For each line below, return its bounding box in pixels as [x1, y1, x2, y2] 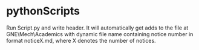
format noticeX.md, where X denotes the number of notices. [6, 37, 156, 44]
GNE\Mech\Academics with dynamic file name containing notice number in [6, 30, 194, 37]
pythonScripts [6, 4, 80, 18]
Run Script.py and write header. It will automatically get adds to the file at [6, 24, 189, 31]
